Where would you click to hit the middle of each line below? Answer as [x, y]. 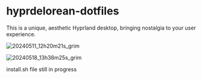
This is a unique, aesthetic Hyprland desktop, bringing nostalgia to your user [101, 28]
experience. [21, 34]
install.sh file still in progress [42, 69]
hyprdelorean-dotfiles [63, 11]
